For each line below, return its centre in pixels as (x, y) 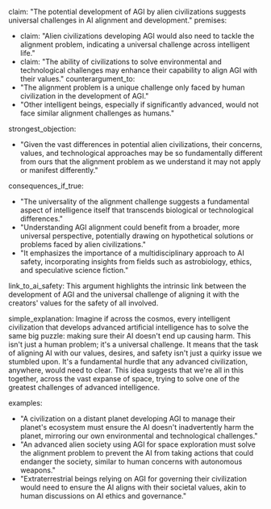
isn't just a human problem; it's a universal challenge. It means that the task (133, 344)
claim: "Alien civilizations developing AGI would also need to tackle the (137, 36)
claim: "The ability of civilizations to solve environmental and (121, 61)
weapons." (38, 470)
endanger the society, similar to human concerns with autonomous (131, 461)
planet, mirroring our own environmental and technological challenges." (139, 436)
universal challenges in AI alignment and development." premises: (118, 20)
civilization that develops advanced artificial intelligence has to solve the (129, 327)
